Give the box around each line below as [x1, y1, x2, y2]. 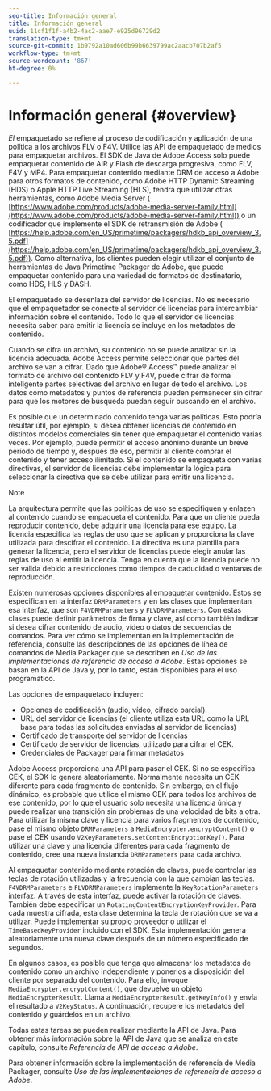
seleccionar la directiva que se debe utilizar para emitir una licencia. [8, 472, 235, 482]
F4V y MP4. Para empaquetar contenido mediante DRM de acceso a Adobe [8, 167, 260, 177]
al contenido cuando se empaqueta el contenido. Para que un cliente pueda [8, 512, 261, 521]
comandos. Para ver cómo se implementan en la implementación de [8, 630, 234, 640]
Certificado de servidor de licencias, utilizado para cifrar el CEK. [19, 739, 234, 748]
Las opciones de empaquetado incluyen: [8, 689, 144, 699]
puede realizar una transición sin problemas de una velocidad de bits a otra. [8, 806, 261, 816]
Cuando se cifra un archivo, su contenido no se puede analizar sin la [8, 344, 236, 354]
